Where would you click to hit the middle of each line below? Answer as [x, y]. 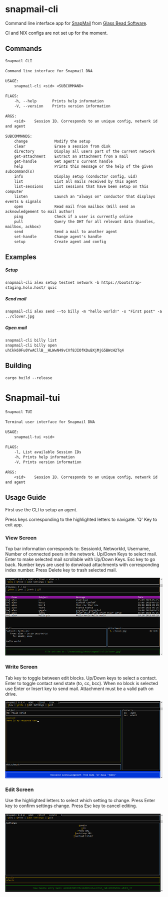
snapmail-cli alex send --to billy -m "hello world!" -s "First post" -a [84, 312]
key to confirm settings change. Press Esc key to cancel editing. [71, 806]
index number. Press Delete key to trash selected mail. [61, 570]
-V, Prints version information [48, 462]
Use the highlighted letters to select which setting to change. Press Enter [80, 801]
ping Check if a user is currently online [74, 216]
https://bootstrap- [121, 283]
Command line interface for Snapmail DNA [49, 71]
